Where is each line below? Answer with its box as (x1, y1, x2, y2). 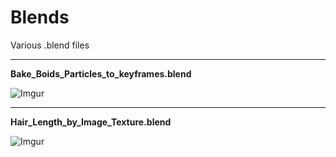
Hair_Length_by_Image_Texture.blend (10, 116, 172, 128)
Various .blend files (10, 39, 90, 51)
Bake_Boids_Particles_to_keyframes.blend (10, 67, 192, 80)
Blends (10, 6, 70, 29)
